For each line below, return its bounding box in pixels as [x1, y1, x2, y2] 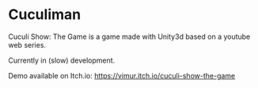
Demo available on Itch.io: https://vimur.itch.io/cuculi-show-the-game [8, 71, 236, 80]
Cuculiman [8, 6, 82, 24]
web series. [8, 40, 46, 49]
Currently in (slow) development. [8, 55, 116, 65]
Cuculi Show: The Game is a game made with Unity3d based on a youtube [8, 32, 251, 41]
